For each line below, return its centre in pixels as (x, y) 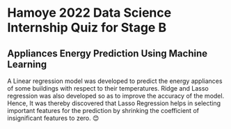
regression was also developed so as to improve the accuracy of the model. (116, 96)
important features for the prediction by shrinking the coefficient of (103, 111)
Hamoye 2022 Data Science (89, 13)
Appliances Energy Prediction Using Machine (107, 53)
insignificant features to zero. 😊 (53, 118)
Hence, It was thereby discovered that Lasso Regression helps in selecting (114, 103)
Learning (27, 64)
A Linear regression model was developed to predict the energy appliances (115, 81)
